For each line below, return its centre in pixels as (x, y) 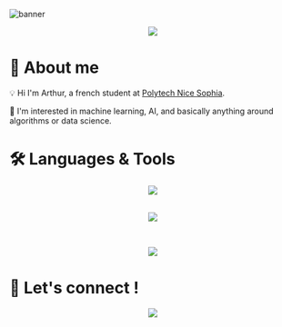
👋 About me (55, 68)
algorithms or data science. (60, 120)
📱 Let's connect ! (74, 288)
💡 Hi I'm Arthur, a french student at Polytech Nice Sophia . (117, 93)
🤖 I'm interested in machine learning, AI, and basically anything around (142, 111)
